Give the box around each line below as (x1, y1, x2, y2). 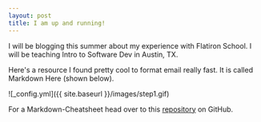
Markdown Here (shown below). (8, 73, 114, 83)
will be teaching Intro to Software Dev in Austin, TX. (8, 49, 179, 59)
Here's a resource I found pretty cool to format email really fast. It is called (8, 65, 254, 74)
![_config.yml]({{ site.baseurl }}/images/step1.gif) (8, 89, 170, 98)
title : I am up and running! (8, 19, 106, 27)
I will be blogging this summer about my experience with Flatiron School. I (8, 41, 252, 50)
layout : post (8, 11, 52, 20)
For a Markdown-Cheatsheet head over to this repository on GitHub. (8, 104, 234, 114)
